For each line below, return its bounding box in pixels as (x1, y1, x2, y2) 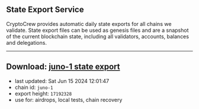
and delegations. (6, 39, 47, 46)
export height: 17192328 (14, 90, 72, 97)
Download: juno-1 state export (6, 62, 120, 72)
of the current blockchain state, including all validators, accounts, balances (6, 32, 190, 40)
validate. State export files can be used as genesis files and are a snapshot (6, 27, 189, 34)
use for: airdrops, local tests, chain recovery (14, 96, 123, 103)
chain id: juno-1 (14, 84, 53, 91)
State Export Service (6, 5, 84, 15)
